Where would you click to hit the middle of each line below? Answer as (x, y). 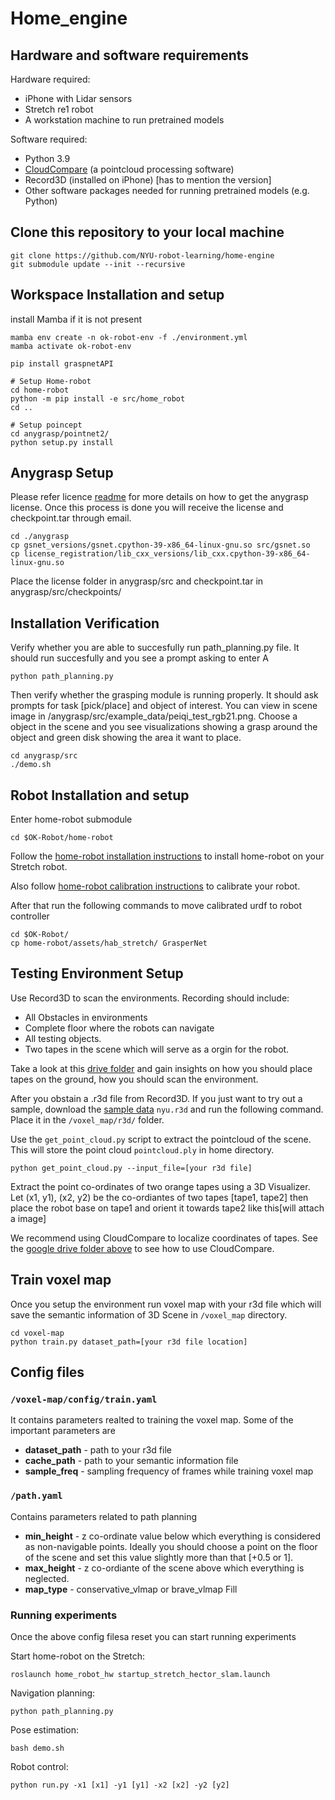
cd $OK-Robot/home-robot (62, 838)
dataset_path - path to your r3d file (98, 1450)
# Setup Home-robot (51, 381)
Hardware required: (50, 79)
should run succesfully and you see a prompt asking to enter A (139, 658)
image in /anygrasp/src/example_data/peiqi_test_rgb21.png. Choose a (154, 716)
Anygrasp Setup (62, 473)
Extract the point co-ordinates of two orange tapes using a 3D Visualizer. (160, 1186)
